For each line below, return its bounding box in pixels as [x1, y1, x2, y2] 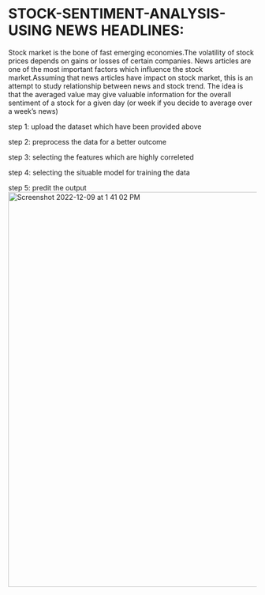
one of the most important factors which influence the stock [8, 64, 203, 73]
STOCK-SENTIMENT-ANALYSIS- [8, 5, 226, 23]
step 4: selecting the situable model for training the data [8, 168, 191, 177]
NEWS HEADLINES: [54, 21, 185, 40]
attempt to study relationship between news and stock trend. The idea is [8, 81, 244, 91]
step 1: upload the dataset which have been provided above [8, 122, 202, 131]
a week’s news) [8, 106, 59, 115]
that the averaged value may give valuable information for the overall [8, 89, 232, 99]
